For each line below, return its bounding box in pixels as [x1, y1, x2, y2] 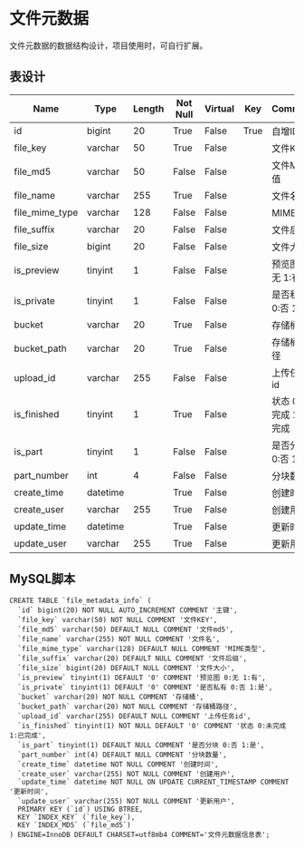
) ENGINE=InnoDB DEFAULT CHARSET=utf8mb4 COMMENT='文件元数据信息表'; [9, 830, 271, 839]
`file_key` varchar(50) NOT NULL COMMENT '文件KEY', [17, 615, 218, 624]
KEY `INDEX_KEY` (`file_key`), [17, 813, 136, 822]
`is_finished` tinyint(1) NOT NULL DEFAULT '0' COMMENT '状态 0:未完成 [17, 721, 287, 730]
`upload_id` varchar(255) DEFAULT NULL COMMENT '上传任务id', [17, 711, 252, 721]
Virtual [204, 102, 235, 114]
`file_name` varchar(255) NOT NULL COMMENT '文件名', [17, 634, 221, 644]
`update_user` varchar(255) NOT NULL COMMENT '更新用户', [17, 796, 235, 805]
